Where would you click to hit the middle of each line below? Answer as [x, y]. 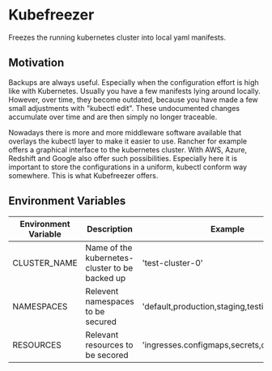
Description [110, 228]
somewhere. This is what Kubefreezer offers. [83, 175]
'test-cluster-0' [173, 262]
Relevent [102, 291]
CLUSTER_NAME [45, 262]
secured [101, 322]
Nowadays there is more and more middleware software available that [125, 132]
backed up [106, 278]
